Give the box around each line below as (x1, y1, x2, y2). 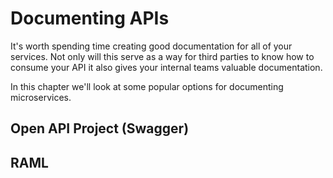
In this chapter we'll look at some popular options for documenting (10, 80, 284, 92)
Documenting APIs (10, 7, 170, 30)
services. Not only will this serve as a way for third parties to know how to (10, 50, 315, 62)
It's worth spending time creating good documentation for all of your (10, 40, 293, 52)
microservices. (10, 91, 72, 103)
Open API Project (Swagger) (10, 120, 190, 137)
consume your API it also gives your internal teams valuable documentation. (10, 61, 323, 73)
